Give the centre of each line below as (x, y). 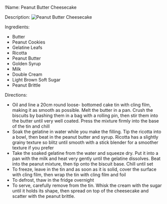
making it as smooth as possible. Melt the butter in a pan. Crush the (82, 110)
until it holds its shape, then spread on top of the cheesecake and (80, 191)
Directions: (16, 95)
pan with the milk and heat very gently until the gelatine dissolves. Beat (86, 158)
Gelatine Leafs (27, 47)
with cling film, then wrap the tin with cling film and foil (69, 175)
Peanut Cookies (29, 42)
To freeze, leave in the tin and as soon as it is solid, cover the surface (84, 169)
